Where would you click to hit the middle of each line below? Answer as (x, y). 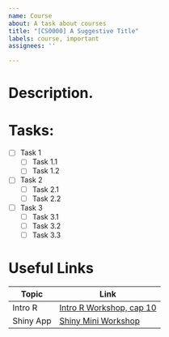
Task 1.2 (46, 171)
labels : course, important (54, 38)
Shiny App (32, 321)
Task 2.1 (45, 189)
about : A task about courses (57, 23)
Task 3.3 (46, 235)
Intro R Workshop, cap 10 (108, 307)
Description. (51, 93)
